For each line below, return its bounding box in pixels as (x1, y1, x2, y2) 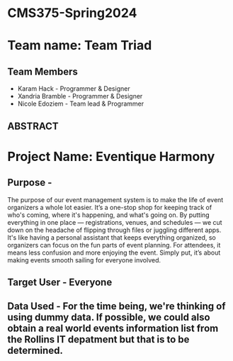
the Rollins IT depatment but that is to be (7, 333, 190, 345)
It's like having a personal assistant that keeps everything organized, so (7, 233, 216, 242)
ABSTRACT (7, 120, 59, 132)
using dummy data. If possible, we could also (7, 311, 210, 323)
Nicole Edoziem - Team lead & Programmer (17, 99, 144, 108)
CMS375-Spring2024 (7, 5, 137, 21)
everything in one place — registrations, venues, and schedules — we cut (7, 218, 222, 226)
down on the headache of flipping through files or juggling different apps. (7, 226, 222, 234)
